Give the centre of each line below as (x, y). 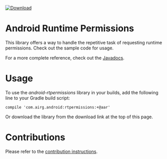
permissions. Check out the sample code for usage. (59, 48)
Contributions (35, 137)
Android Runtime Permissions (70, 29)
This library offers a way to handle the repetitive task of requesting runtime (84, 42)
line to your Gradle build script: (38, 98)
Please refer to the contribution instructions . (51, 151)
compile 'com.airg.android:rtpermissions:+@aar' (58, 107)
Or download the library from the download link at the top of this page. (79, 117)
